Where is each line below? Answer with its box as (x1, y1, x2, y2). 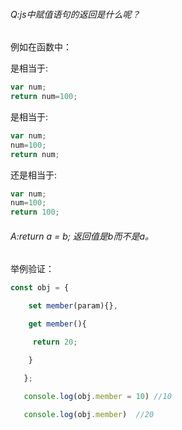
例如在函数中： (10, 41, 72, 53)
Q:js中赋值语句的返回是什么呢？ (10, 8, 141, 20)
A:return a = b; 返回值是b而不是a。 (10, 230, 155, 242)
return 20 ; (32, 337, 78, 348)
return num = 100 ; (10, 92, 78, 102)
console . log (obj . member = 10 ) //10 (23, 391, 172, 401)
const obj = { (10, 283, 70, 293)
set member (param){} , (28, 301, 118, 311)
